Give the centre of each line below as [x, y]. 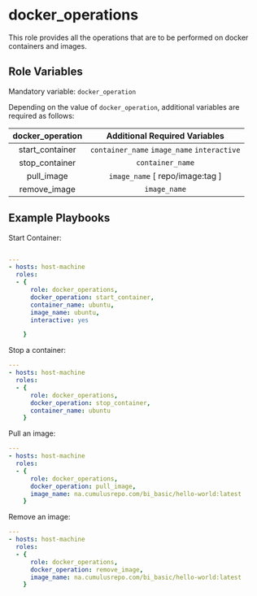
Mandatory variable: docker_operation [72, 91]
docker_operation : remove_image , [87, 570]
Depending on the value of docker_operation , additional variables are [124, 107]
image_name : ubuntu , [65, 312]
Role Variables [46, 72]
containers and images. [48, 46]
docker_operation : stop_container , [90, 403]
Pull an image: [32, 433]
